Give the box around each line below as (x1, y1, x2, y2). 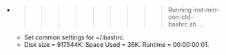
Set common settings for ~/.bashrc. (23, 33, 125, 41)
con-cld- (167, 13, 194, 21)
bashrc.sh (167, 20, 196, 28)
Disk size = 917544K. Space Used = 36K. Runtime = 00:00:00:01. (23, 41, 209, 48)
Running (167, 6, 192, 14)
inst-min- (192, 6, 220, 14)
